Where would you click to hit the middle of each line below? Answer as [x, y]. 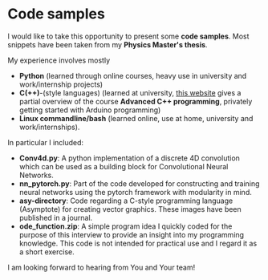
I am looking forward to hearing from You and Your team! [102, 267]
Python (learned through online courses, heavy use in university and [133, 75]
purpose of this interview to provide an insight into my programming [132, 234]
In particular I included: [46, 142]
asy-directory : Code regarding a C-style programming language [126, 201]
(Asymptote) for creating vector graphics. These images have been [130, 209]
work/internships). [49, 127]
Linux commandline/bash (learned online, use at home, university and [136, 118]
